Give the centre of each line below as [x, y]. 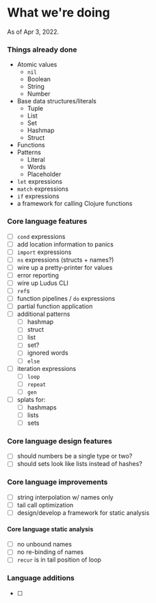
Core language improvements [57, 482]
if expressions [38, 196]
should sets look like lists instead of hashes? [79, 464]
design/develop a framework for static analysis [83, 512]
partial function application [55, 306]
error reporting [38, 275]
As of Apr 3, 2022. [33, 32]
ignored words [48, 353]
